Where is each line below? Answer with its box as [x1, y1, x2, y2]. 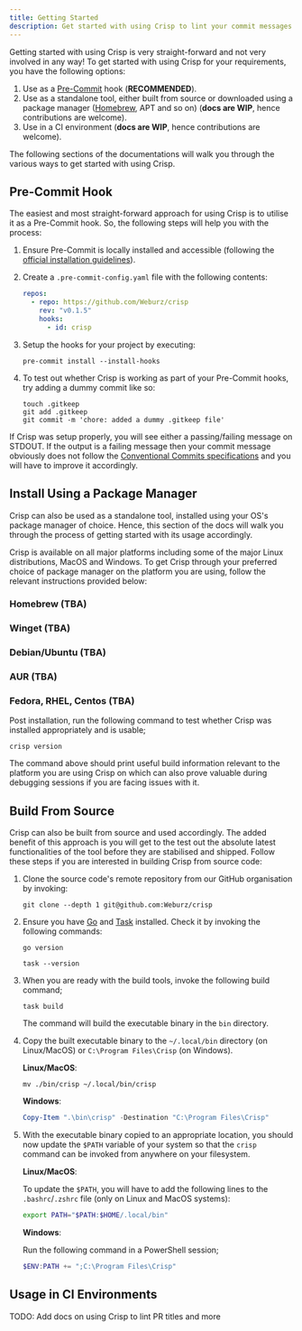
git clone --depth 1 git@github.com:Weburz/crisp [22, 901, 214, 910]
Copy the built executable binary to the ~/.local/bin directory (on [22, 1035, 268, 1047]
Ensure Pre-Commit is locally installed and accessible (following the [22, 245, 275, 255]
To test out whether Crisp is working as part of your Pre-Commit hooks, [22, 372, 289, 384]
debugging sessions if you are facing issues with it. [9, 777, 200, 788]
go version [22, 944, 64, 953]
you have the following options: [9, 65, 126, 77]
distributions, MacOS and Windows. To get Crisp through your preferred [9, 556, 278, 567]
